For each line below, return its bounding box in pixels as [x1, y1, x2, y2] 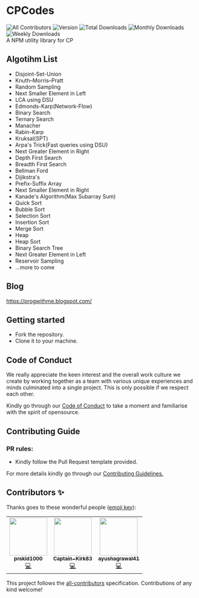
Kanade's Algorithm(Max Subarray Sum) [15, 192, 116, 200]
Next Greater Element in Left [15, 250, 86, 258]
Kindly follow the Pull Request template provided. [15, 458, 138, 465]
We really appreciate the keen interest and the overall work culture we [6, 371, 181, 378]
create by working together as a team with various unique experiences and [6, 377, 194, 385]
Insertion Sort [15, 218, 50, 226]
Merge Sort [15, 225, 44, 232]
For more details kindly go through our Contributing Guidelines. [6, 469, 164, 477]
